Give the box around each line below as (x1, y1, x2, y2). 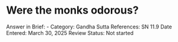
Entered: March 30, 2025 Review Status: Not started (6, 29, 134, 36)
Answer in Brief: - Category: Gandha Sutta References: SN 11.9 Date (6, 23, 172, 30)
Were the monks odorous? (6, 4, 139, 17)
